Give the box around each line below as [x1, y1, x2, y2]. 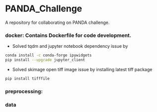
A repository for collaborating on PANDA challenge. [5, 19, 110, 25]
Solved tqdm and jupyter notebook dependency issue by [12, 43, 128, 49]
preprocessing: [5, 88, 43, 95]
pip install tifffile [5, 76, 50, 81]
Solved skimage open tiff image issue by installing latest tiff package [12, 66, 153, 72]
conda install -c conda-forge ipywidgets [5, 53, 92, 58]
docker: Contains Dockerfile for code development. [5, 32, 132, 39]
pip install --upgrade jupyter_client [5, 58, 85, 63]
